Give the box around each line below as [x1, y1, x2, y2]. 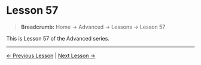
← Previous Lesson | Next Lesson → [6, 52, 96, 59]
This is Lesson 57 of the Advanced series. [6, 35, 109, 42]
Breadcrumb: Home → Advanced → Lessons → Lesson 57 [20, 23, 166, 30]
